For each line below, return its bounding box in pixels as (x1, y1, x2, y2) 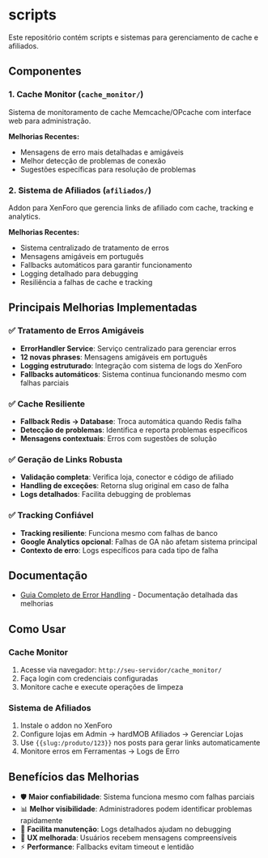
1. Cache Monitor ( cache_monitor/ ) (8, 89, 144, 100)
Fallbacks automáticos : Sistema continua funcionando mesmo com (19, 369, 247, 379)
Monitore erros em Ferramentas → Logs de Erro (19, 746, 180, 756)
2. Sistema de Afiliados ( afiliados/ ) (8, 185, 152, 196)
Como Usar (8, 622, 66, 636)
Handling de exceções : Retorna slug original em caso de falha (19, 481, 229, 491)
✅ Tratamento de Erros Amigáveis (8, 325, 144, 337)
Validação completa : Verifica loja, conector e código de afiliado (19, 472, 234, 482)
